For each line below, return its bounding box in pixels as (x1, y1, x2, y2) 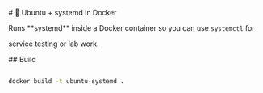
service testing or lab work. (8, 39, 99, 49)
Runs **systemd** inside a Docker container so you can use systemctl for (8, 23, 256, 32)
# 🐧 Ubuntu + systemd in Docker (8, 8, 117, 17)
